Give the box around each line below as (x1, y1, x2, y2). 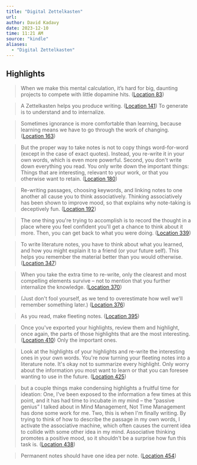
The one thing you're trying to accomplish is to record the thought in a (20, 216, 191, 224)
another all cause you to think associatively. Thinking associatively (20, 193, 182, 200)
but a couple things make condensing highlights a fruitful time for (20, 384, 179, 391)
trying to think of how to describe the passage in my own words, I (20, 415, 180, 423)
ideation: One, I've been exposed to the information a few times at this (20, 390, 192, 398)
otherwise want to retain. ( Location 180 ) (20, 175, 118, 182)
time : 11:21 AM (6, 31, 44, 37)
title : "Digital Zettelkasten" (6, 8, 83, 15)
